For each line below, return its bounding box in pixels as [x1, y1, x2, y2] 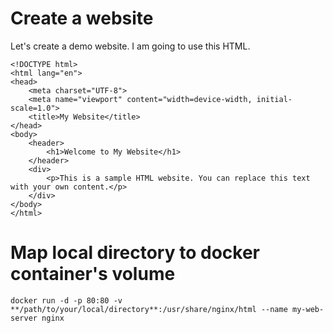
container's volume [10, 263, 176, 286]
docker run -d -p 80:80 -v [10, 295, 123, 306]
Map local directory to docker [10, 242, 260, 264]
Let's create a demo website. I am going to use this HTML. [10, 40, 251, 52]
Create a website [10, 7, 154, 30]
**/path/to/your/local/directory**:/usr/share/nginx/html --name [10, 304, 288, 314]
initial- [256, 94, 293, 104]
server [10, 313, 38, 323]
